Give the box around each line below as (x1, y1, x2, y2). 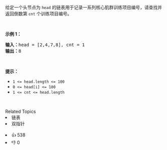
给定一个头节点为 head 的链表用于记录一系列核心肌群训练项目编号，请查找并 (5, 5, 162, 10)
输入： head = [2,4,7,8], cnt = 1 (5, 42, 85, 48)
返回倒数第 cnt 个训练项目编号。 (5, 11, 72, 17)
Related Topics (5, 108, 36, 114)
